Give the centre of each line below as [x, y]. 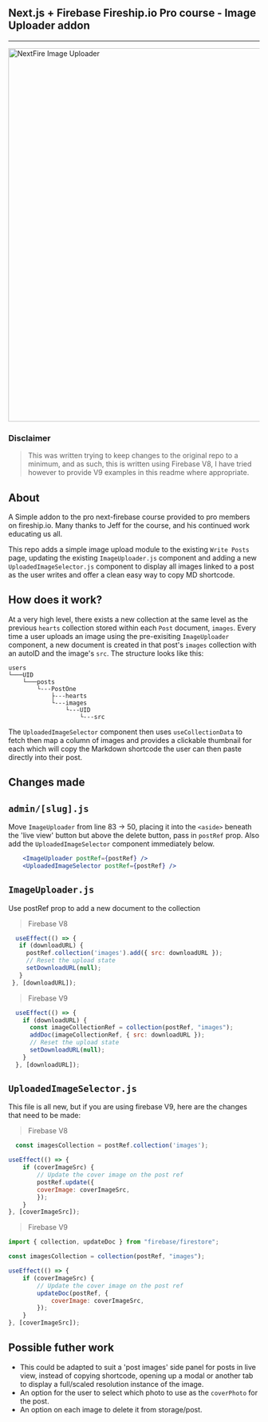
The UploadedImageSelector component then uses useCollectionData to [126, 732]
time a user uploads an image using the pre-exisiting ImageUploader [119, 636]
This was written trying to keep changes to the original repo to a [133, 456]
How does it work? [55, 600]
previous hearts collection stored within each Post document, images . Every [132, 628]
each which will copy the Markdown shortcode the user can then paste [125, 749]
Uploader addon [49, 26]
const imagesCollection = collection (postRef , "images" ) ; [106, 1256]
